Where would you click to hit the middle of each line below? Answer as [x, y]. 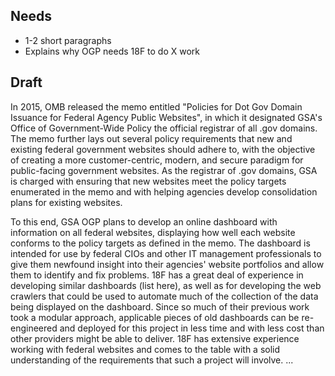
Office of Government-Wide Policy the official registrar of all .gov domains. [164, 128]
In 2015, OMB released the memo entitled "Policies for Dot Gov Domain [156, 106]
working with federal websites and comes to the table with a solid [145, 349]
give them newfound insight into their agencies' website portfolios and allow [167, 264]
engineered [34, 328]
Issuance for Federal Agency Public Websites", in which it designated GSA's [166, 117]
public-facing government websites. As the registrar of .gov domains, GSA [164, 170]
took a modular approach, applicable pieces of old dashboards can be [155, 317]
